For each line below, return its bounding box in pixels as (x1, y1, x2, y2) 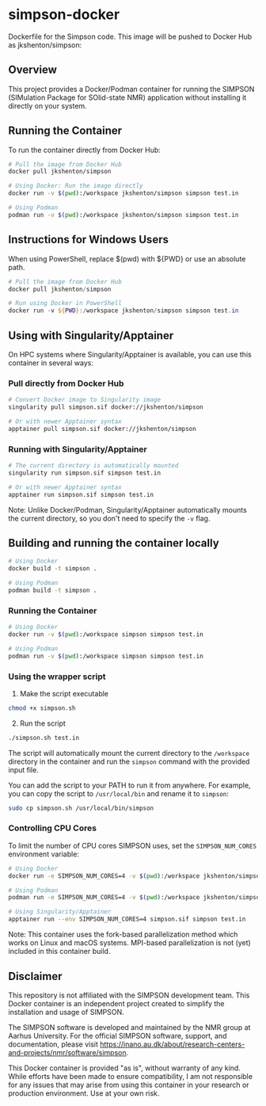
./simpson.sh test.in (8, 734, 80, 742)
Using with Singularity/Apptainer (8, 329, 174, 342)
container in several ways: (8, 358, 93, 368)
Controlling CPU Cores (8, 822, 97, 833)
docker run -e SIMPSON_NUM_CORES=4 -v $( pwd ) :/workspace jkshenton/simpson (8, 871, 264, 880)
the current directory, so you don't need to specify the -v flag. (8, 513, 211, 523)
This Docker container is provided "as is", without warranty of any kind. (8, 1063, 241, 1073)
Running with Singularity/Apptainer (8, 444, 148, 455)
